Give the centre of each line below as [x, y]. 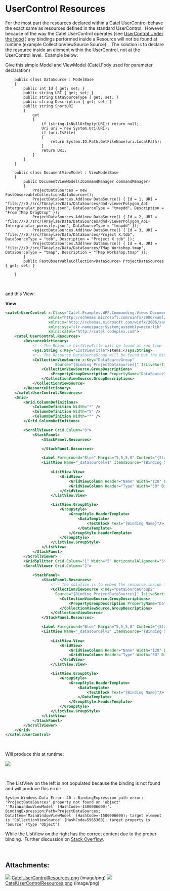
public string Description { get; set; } [68, 102]
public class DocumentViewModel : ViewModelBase [67, 173]
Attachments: [27, 865]
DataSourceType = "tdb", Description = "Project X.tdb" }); [70, 239]
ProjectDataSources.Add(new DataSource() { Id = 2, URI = [95, 217]
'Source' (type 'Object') [32, 825]
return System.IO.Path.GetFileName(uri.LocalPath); [106, 141]
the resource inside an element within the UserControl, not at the [73, 50]
